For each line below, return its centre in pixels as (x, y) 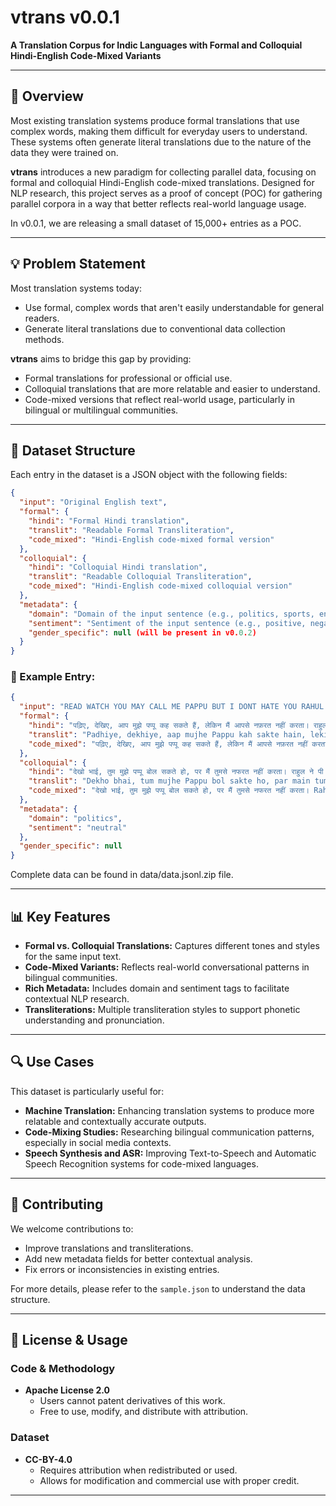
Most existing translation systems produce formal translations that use (155, 120)
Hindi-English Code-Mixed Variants (86, 55)
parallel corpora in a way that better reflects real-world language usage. (158, 203)
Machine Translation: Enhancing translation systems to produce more (169, 1110)
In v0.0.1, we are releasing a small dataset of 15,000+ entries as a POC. (156, 223)
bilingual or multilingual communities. (101, 410)
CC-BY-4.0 (48, 1459)
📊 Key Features (60, 916)
